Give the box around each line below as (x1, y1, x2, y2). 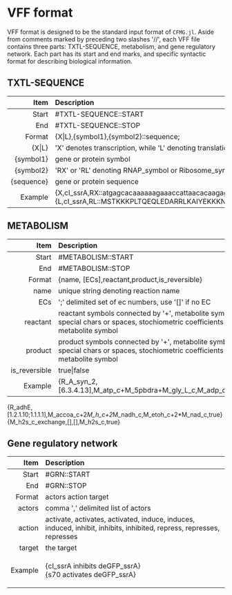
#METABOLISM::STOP (58, 263, 130, 273)
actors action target (45, 492, 109, 502)
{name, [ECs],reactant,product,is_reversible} (58, 274, 202, 284)
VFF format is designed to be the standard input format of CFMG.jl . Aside (7, 28, 214, 36)
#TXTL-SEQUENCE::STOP (55, 120, 140, 130)
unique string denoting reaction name (58, 285, 180, 295)
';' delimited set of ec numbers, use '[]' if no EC (58, 297, 211, 307)
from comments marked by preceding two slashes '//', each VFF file (7, 35, 200, 43)
